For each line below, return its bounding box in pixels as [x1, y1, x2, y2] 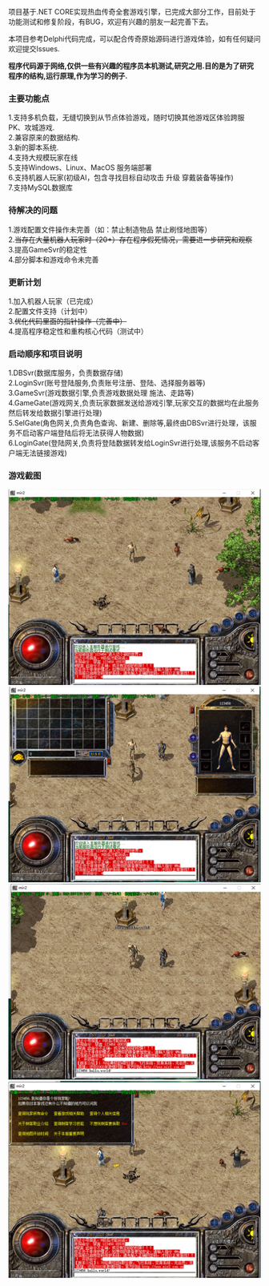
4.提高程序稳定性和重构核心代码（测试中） [8, 326, 148, 336]
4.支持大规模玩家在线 [8, 153, 78, 163]
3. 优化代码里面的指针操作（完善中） [8, 316, 127, 326]
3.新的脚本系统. [8, 143, 59, 152]
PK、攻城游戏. [8, 123, 55, 132]
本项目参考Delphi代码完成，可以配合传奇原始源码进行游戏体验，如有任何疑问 [8, 34, 261, 43]
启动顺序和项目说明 [8, 348, 82, 359]
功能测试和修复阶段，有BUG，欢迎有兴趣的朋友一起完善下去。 [8, 17, 214, 26]
